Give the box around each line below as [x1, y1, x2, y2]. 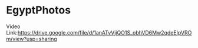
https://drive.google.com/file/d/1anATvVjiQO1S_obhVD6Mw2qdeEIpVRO [17, 29, 192, 36]
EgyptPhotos [6, 4, 71, 17]
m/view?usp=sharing [6, 35, 57, 42]
